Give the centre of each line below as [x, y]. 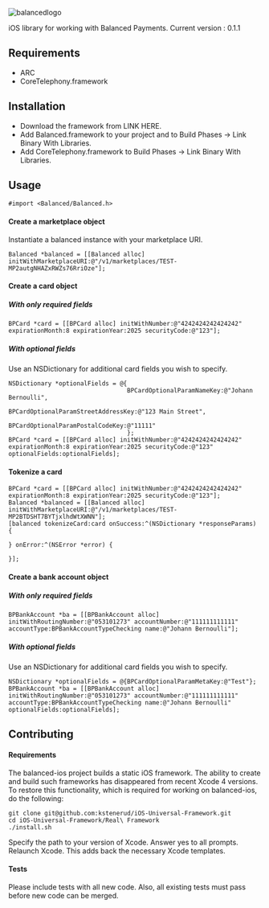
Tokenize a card [35, 471]
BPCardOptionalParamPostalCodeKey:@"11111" [82, 426]
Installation [37, 107]
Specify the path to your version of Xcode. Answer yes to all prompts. [123, 842]
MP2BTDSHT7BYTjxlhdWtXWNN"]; [57, 517]
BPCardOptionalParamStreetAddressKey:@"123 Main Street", [107, 412]
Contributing [41, 735]
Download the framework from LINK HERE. [91, 125]
